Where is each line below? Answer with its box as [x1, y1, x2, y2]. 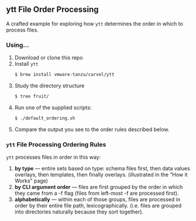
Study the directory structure [14, 82, 85, 89]
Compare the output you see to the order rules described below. [14, 125, 170, 133]
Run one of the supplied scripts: [14, 104, 92, 111]
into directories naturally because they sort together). [14, 208, 144, 215]
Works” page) [14, 177, 49, 184]
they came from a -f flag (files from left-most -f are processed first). [14, 190, 179, 197]
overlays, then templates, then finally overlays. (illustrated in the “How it [14, 171, 188, 178]
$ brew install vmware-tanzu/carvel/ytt [14, 72, 115, 78]
